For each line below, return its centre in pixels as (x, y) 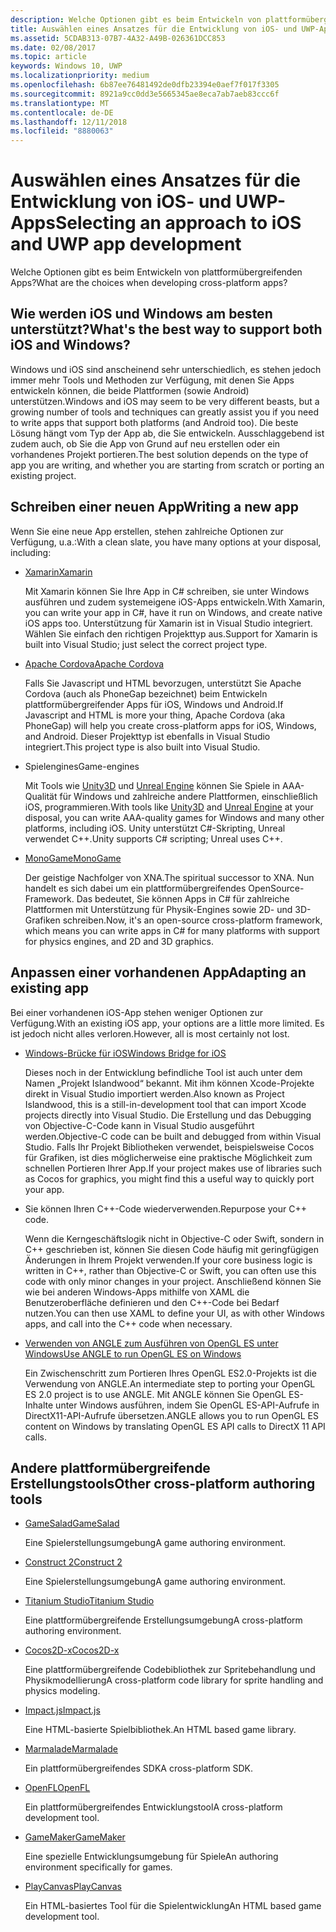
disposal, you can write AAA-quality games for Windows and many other (174, 817)
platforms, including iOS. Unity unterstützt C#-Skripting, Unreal (155, 828)
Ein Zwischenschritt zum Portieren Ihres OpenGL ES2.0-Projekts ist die (170, 1373)
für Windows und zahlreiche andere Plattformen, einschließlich (188, 796)
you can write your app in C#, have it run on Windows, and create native (173, 612)
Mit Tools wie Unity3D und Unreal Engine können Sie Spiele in (152, 785)
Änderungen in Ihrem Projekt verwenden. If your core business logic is (168, 1260)
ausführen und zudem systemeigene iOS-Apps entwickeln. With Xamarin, (174, 602)
